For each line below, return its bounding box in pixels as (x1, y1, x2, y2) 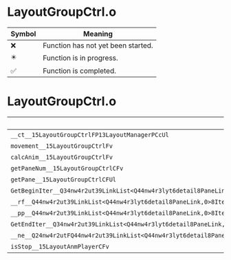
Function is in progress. (42, 53, 118, 63)
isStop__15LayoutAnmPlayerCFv (10, 242, 110, 250)
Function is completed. (42, 66, 117, 76)
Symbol (10, 29, 36, 39)
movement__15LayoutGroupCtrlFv (10, 142, 113, 150)
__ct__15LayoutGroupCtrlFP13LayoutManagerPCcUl (10, 131, 170, 138)
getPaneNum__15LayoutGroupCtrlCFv (10, 164, 124, 172)
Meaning (83, 29, 113, 39)
